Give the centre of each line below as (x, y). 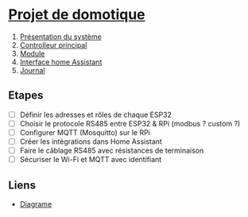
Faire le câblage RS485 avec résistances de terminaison (112, 150)
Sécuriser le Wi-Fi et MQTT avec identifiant (91, 160)
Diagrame (36, 203)
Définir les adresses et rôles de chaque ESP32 (96, 114)
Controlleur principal (53, 45)
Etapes (26, 96)
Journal (32, 70)
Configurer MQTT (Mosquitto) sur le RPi (85, 132)
